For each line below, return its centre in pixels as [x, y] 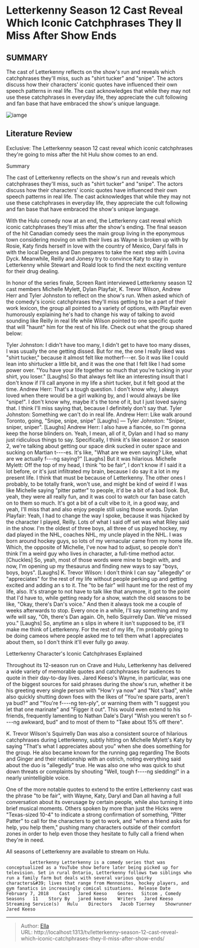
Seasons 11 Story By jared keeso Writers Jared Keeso [90, 899]
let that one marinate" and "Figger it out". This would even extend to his [93, 709]
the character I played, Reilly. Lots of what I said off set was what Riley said [98, 522]
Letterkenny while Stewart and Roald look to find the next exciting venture [96, 265]
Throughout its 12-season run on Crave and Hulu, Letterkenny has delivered [99, 665]
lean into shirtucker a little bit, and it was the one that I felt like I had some [96, 364]
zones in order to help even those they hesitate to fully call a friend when [95, 833]
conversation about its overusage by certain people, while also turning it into [99, 802]
